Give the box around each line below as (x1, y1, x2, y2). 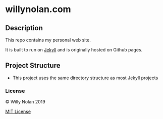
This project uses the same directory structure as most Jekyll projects (12, 75, 158, 81)
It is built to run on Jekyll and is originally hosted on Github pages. (5, 47, 143, 52)
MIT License (5, 108, 31, 114)
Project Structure (5, 62, 61, 70)
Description (5, 24, 43, 32)
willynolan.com (5, 4, 72, 15)
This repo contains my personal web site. (5, 37, 91, 43)
